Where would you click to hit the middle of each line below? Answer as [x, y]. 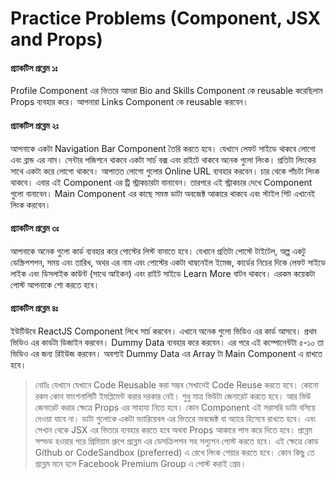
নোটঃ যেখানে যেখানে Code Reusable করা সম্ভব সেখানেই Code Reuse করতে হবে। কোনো [176, 385]
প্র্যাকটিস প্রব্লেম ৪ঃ [34, 308]
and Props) [56, 39]
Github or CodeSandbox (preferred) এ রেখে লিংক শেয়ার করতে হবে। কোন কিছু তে [174, 452]
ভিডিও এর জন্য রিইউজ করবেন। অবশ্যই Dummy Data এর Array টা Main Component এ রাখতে [166, 353]
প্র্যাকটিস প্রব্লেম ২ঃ [34, 125]
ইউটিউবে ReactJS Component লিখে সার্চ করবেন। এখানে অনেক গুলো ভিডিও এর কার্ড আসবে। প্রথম [163, 331]
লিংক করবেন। [31, 204]
